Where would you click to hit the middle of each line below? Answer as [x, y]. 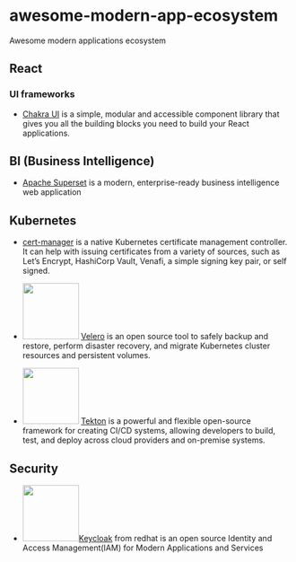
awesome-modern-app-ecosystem [144, 16]
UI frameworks [42, 94]
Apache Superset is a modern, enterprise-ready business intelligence [151, 183]
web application [52, 192]
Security [34, 468]
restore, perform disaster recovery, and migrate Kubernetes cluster [146, 346]
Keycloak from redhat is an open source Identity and [175, 539]
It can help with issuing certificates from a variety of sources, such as [151, 251]
